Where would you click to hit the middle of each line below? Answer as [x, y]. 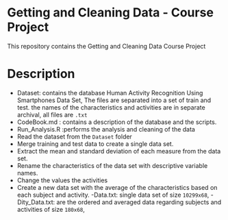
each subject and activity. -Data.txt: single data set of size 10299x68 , [113, 195]
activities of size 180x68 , [51, 209]
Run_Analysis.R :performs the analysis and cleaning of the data [106, 129]
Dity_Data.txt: [36, 202]
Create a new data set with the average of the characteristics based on [117, 187]
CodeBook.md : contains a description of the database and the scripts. [117, 122]
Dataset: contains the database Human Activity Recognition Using [110, 93]
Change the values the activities [62, 180]
